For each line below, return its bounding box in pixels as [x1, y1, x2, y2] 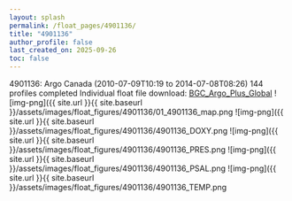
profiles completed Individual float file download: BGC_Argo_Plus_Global [9, 88, 273, 98]
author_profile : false [9, 37, 93, 47]
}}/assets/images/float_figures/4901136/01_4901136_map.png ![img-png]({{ [9, 107, 284, 117]
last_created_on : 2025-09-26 [9, 46, 117, 55]
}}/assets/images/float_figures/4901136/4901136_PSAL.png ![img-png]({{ [9, 163, 277, 174]
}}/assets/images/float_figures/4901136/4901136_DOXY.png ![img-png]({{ [9, 126, 279, 135]
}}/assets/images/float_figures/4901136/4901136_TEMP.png [9, 182, 227, 192]
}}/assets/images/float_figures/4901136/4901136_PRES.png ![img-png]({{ [9, 144, 277, 155]
